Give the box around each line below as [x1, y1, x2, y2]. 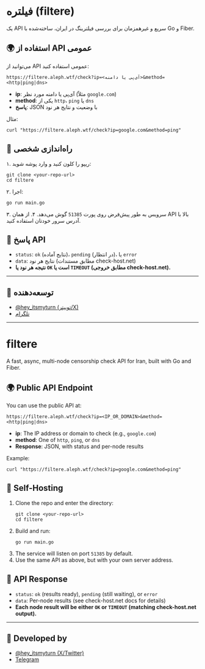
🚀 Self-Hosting [6, 483, 63, 493]
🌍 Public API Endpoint [6, 383, 93, 393]
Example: [6, 454, 30, 462]
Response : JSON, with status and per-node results [15, 443, 144, 450]
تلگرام [15, 310, 30, 318]
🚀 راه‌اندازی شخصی [6, 144, 73, 154]
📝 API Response [6, 574, 68, 585]
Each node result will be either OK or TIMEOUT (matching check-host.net [15, 603, 196, 610]
